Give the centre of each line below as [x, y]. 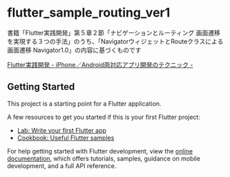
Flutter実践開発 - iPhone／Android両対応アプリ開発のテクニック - [100, 64]
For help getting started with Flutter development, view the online [100, 151]
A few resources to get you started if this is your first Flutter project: [104, 117]
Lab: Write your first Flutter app [62, 130]
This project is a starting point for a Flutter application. [84, 103]
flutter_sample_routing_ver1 [89, 13]
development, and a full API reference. [62, 166]
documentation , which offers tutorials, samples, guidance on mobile [104, 158]
